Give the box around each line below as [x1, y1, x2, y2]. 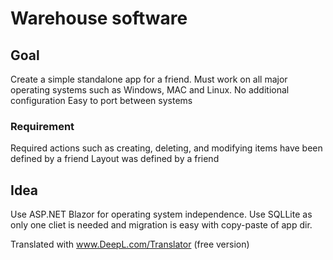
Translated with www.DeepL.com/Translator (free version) [10, 238, 250, 251]
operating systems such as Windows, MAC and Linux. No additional [10, 84, 290, 96]
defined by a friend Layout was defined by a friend [10, 153, 220, 165]
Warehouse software [10, 7, 188, 30]
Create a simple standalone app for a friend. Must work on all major [10, 73, 288, 85]
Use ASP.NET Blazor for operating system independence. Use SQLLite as [10, 208, 313, 221]
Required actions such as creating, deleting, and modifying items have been [10, 142, 323, 154]
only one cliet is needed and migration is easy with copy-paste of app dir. [10, 219, 313, 231]
